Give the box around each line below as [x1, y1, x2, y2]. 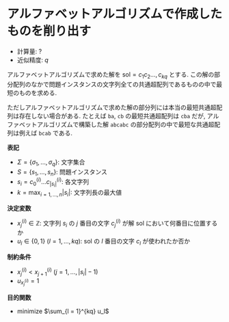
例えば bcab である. [18, 129, 73, 137]
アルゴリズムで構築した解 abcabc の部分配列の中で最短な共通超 [36, 120, 215, 129]
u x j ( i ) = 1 [16, 276, 40, 287]
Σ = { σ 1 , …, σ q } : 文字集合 [16, 158, 85, 167]
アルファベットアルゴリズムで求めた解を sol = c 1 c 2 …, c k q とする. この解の [7, 70, 215, 80]
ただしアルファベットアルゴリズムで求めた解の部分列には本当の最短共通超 [7, 103, 217, 111]
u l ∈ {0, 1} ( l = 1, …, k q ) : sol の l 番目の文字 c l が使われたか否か [16, 237, 190, 247]
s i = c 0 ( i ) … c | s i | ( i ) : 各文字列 [16, 176, 90, 189]
